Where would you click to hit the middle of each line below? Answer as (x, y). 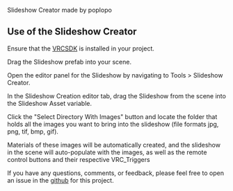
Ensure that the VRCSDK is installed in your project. (81, 48)
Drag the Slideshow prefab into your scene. (70, 62)
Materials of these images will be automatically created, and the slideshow (114, 145)
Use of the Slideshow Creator (72, 31)
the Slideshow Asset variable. (50, 103)
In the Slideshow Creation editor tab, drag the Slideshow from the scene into (116, 95)
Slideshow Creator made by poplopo (60, 10)
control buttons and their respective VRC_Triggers (79, 159)
